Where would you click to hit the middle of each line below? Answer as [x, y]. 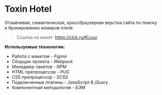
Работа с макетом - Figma [39, 56]
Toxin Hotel [28, 9]
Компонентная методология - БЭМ [48, 87]
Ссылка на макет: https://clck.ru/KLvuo [57, 37]
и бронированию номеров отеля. [39, 27]
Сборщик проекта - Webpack [42, 61]
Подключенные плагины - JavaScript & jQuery [60, 82]
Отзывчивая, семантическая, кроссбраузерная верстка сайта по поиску [81, 23]
